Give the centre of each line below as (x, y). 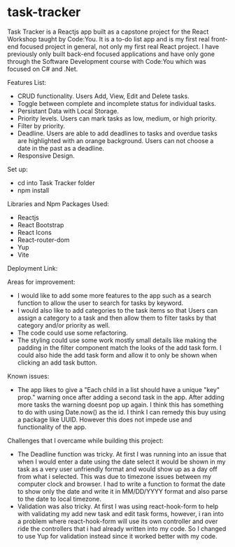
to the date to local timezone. (59, 499)
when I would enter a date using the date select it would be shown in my (121, 461)
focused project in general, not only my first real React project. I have (120, 46)
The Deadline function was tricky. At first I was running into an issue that (122, 454)
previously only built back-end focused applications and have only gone (111, 54)
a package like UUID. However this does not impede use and (105, 419)
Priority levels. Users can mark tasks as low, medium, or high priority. (117, 118)
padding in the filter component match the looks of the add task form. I (119, 347)
